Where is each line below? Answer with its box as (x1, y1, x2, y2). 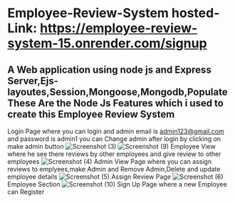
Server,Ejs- (7, 75, 59, 87)
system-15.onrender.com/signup (7, 36, 208, 51)
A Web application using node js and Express (7, 63, 211, 76)
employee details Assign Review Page (7, 172, 171, 181)
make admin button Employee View (7, 142, 216, 150)
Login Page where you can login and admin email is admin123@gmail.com (7, 127, 224, 135)
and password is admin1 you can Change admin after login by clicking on (7, 135, 221, 143)
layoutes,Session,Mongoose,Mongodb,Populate (7, 85, 228, 98)
